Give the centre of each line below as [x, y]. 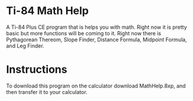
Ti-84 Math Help [47, 11]
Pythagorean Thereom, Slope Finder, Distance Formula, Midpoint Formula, [97, 39]
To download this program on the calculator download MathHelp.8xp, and [96, 86]
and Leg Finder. [25, 46]
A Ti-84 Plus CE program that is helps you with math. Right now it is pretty [97, 27]
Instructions [37, 70]
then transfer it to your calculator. [47, 92]
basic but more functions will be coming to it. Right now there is [84, 33]
